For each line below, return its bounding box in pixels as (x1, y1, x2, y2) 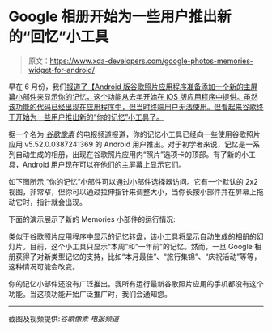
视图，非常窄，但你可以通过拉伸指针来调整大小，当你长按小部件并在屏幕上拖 (8, 187, 264, 197)
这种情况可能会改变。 (8, 261, 79, 271)
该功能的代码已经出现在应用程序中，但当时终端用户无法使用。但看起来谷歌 (8, 102, 257, 112)
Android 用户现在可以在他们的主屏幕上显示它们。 (22, 159, 186, 169)
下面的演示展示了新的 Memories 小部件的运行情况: (8, 214, 176, 223)
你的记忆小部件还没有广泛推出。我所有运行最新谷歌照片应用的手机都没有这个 (8, 278, 264, 288)
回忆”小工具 (30, 28, 109, 46)
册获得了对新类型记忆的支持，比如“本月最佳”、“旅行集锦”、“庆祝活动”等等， (8, 252, 261, 261)
